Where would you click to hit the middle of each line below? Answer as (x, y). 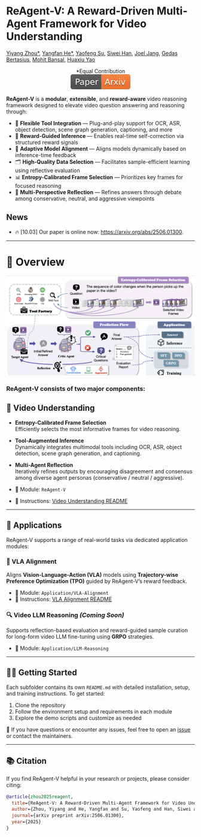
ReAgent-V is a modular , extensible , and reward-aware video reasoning (97, 99)
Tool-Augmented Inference (49, 440)
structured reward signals (46, 142)
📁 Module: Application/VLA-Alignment (62, 592)
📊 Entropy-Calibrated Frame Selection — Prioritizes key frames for (99, 177)
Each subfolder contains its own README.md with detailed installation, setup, (98, 687)
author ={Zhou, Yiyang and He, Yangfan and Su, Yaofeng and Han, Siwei (101, 809)
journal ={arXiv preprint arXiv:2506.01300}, (68, 816)
